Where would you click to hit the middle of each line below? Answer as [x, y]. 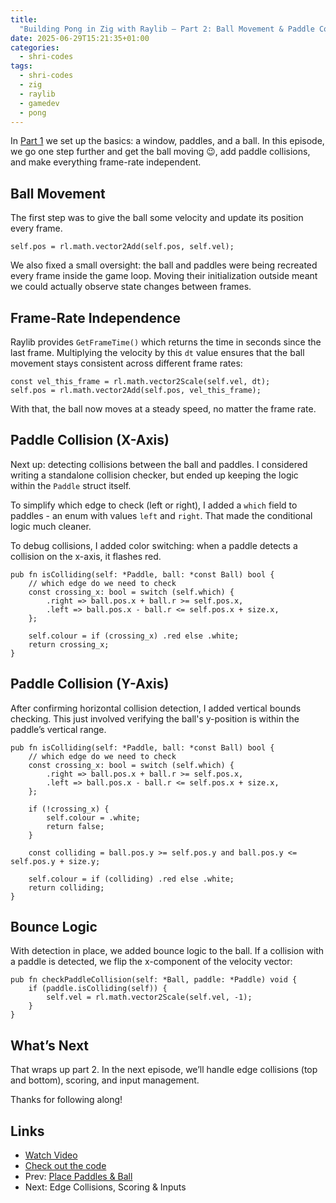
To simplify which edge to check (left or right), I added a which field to [154, 505]
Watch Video [51, 1155]
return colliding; [66, 887]
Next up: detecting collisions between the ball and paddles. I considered [159, 464]
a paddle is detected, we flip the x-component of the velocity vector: [151, 962]
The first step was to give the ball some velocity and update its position [157, 218]
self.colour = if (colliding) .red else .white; [131, 879]
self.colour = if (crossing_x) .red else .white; [134, 636]
